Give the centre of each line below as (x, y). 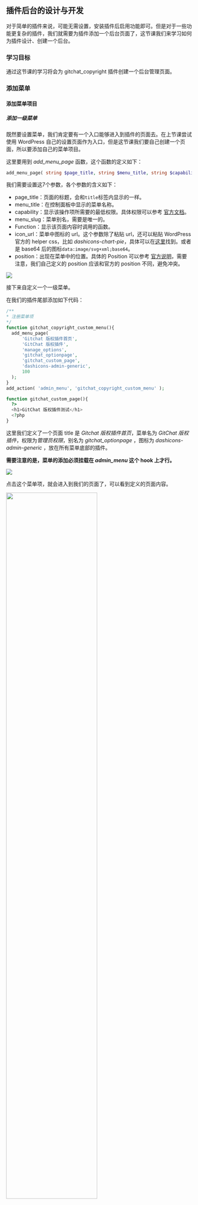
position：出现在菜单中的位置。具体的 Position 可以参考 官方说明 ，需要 (101, 257)
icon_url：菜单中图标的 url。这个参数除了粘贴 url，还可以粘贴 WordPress (103, 234)
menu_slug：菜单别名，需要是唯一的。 (61, 219)
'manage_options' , (44, 350)
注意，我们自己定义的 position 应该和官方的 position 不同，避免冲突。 (99, 264)
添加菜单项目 (22, 103)
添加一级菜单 (22, 118)
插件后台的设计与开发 (45, 11)
